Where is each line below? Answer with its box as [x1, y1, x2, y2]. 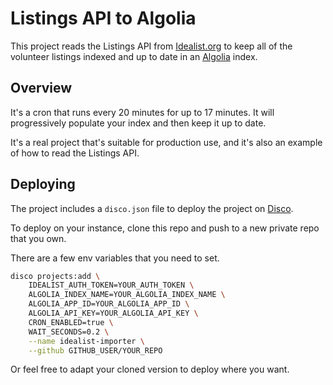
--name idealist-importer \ [28, 336, 145, 346]
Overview [10, 80, 73, 97]
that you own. [10, 232, 67, 244]
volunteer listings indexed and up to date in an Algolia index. [10, 50, 258, 62]
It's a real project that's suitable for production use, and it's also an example [10, 136, 323, 148]
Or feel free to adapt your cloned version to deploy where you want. [10, 363, 290, 376]
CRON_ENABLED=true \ [28, 317, 114, 327]
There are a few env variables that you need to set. [10, 252, 220, 264]
